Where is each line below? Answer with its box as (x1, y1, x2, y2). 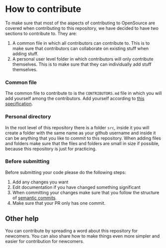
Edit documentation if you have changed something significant (12, 184, 141, 190)
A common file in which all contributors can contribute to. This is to (12, 40, 150, 46)
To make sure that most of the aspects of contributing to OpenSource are (5, 20, 156, 26)
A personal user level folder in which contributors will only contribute (12, 56, 154, 62)
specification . (5, 101, 33, 107)
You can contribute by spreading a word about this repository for (5, 228, 138, 234)
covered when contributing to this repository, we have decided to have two (5, 25, 159, 31)
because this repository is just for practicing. (5, 146, 97, 152)
